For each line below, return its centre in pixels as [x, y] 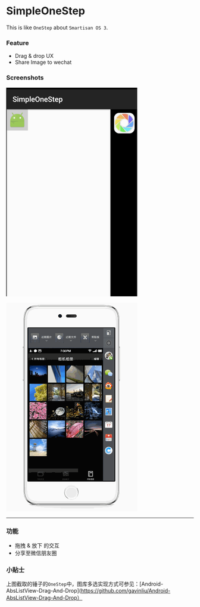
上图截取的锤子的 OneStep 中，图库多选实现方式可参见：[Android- [85, 584]
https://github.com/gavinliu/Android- [126, 591]
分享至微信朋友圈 [36, 553]
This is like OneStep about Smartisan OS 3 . [57, 27]
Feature [18, 43]
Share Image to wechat [43, 62]
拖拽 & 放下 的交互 [37, 545]
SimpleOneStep [46, 11]
